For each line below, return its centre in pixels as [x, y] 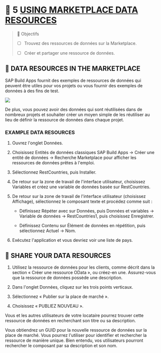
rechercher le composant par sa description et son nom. [61, 345]
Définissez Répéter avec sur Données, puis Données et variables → [87, 211]
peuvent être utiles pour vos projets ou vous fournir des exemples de [74, 85]
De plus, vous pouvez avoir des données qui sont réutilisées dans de [74, 109]
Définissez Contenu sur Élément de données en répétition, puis [82, 226]
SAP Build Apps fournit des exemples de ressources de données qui [73, 80]
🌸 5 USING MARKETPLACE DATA [72, 10]
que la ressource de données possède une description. [67, 277]
